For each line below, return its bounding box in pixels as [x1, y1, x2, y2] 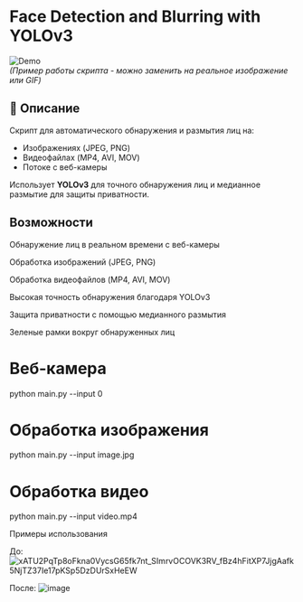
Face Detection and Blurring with [9, 6, 261, 27]
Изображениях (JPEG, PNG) [22, 142, 131, 153]
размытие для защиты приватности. [9, 188, 149, 200]
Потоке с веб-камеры [22, 161, 108, 173]
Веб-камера [9, 358, 107, 379]
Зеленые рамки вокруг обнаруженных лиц [9, 326, 175, 337]
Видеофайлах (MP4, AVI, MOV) [22, 152, 140, 163]
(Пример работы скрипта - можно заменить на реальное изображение [9, 65, 289, 76]
